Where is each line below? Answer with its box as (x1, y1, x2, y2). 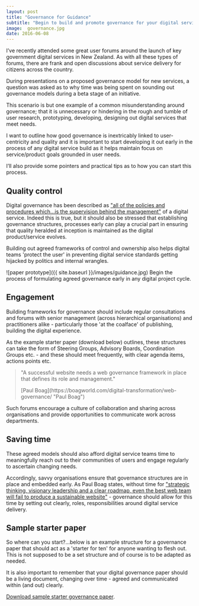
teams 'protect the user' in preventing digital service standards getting (6, 250, 178, 258)
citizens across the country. (6, 66, 74, 73)
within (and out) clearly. (6, 582, 64, 589)
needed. (6, 557, 27, 564)
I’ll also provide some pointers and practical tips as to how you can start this (6, 163, 191, 170)
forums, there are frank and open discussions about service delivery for (6, 60, 182, 67)
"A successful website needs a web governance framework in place (20, 369, 187, 376)
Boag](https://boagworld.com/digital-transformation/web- (34, 386, 177, 394)
